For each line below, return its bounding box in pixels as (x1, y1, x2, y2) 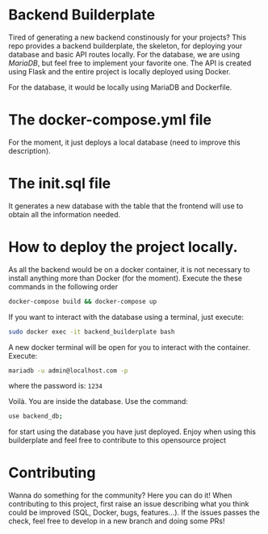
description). (8, 145, 51, 155)
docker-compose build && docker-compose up (8, 297, 157, 305)
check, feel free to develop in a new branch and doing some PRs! (8, 516, 225, 526)
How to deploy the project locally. (8, 238, 238, 256)
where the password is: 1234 (8, 381, 103, 391)
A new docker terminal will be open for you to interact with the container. (8, 342, 250, 352)
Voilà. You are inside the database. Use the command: (8, 397, 188, 406)
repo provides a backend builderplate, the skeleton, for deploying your (8, 40, 243, 50)
